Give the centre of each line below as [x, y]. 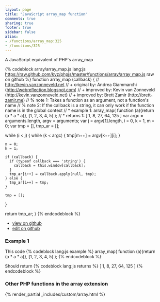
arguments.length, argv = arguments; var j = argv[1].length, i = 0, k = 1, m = [80, 121]
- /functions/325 [23, 46]
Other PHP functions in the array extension [56, 284]
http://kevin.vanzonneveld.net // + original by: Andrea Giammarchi [71, 84]
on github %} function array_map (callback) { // [52, 79]
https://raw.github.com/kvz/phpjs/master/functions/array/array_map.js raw [80, 74]
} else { [14, 178]
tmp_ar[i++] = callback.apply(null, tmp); [53, 174]
